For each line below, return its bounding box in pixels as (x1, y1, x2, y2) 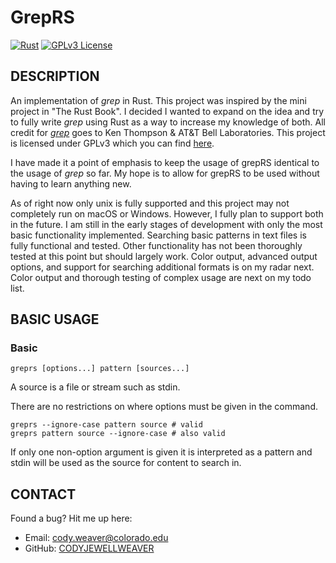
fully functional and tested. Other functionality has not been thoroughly (10, 239, 303, 251)
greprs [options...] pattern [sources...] (10, 364, 190, 374)
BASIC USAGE (10, 311, 100, 328)
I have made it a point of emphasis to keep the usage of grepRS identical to (10, 156, 320, 168)
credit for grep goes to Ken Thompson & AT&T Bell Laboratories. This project (10, 126, 326, 138)
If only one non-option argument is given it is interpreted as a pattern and (10, 446, 313, 458)
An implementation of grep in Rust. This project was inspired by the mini (10, 94, 307, 106)
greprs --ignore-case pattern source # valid (10, 420, 203, 430)
